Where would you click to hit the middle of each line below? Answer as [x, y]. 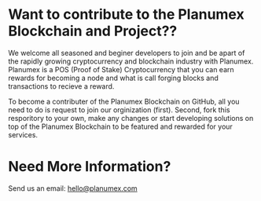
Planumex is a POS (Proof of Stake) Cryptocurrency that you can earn [121, 69]
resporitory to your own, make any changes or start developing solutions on [131, 118]
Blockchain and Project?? [93, 31]
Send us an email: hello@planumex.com [73, 188]
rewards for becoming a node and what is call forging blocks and [113, 78]
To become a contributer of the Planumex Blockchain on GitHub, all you [124, 101]
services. [23, 134]
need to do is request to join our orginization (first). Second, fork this [119, 110]
